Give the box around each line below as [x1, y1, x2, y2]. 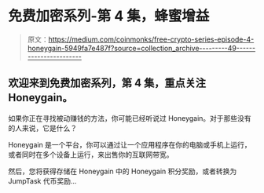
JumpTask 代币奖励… [8, 176, 77, 185]
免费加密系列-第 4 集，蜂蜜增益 [8, 7, 210, 25]
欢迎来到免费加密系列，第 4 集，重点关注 [8, 76, 207, 90]
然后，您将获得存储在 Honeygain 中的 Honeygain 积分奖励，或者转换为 [8, 166, 237, 176]
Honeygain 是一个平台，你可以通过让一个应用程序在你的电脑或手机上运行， [8, 140, 251, 149]
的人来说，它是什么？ [8, 123, 77, 133]
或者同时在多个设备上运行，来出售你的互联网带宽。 [8, 150, 174, 159]
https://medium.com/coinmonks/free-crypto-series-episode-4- [48, 35, 255, 44]
